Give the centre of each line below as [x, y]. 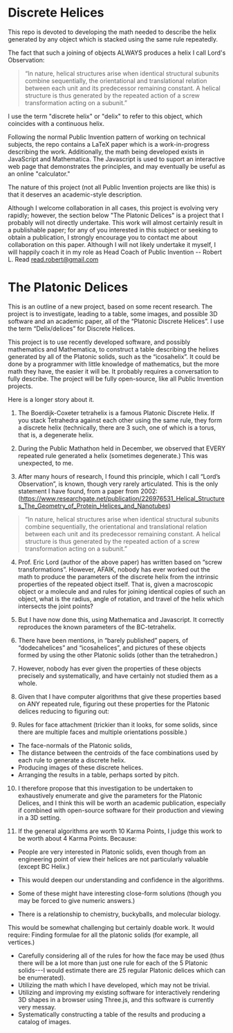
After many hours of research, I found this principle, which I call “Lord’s [119, 476]
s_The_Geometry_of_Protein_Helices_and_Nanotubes [93, 506]
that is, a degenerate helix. [56, 435]
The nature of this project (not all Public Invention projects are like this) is [112, 187]
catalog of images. [44, 1021]
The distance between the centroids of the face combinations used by [118, 753]
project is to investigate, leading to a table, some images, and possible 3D [113, 313]
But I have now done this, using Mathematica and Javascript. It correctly [121, 619]
